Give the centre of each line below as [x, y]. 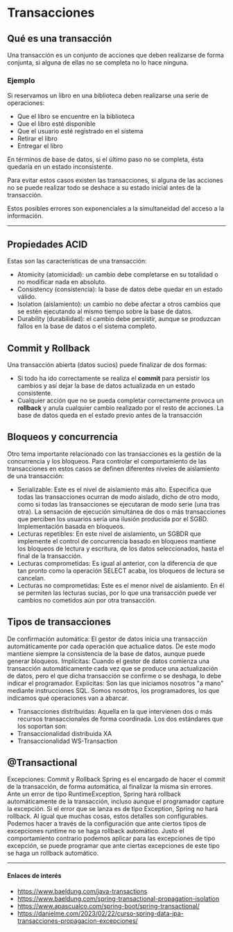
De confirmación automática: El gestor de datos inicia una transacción [107, 639]
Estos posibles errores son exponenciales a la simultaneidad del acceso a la [116, 209]
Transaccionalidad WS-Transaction [67, 741]
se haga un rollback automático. [53, 853]
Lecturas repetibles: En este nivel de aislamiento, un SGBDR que [109, 534]
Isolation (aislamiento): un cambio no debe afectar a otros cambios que [119, 304]
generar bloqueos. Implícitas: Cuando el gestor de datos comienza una [109, 661]
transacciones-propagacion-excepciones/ [78, 921]
